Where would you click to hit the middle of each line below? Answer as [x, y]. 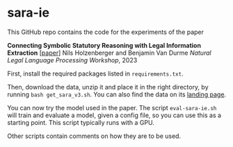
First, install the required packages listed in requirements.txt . [95, 73]
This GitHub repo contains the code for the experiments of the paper [105, 32]
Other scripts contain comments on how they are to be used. [94, 136]
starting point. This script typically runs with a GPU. [81, 122]
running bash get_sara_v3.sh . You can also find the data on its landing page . [117, 94]
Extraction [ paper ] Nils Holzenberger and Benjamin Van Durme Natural [109, 53]
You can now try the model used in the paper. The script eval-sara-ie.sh [112, 107]
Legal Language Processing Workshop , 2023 [72, 60]
